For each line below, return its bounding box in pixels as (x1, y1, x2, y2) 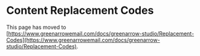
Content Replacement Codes (6, 4, 154, 17)
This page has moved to (6, 23, 66, 31)
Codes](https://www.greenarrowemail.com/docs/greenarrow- (6, 36, 160, 43)
